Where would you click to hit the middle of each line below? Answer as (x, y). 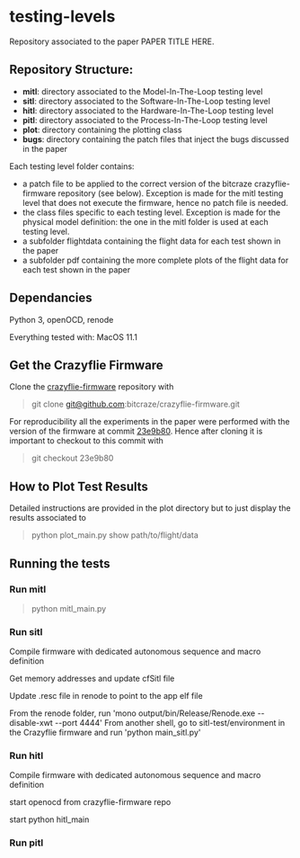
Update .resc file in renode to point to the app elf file (106, 696)
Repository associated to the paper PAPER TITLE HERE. (112, 41)
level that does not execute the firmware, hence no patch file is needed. (155, 202)
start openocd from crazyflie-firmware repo (90, 802)
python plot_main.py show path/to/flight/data (115, 535)
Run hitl (26, 755)
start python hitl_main (49, 819)
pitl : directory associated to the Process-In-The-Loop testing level (145, 120)
